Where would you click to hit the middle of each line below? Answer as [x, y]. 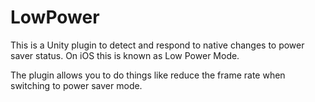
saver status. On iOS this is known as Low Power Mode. [125, 55]
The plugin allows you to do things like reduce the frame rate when [148, 75]
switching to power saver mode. [76, 85]
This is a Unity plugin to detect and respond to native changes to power [157, 45]
